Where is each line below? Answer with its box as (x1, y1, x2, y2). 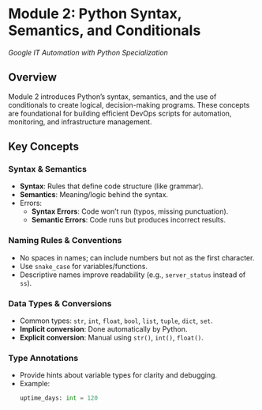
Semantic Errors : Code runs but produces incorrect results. (31, 215, 226, 225)
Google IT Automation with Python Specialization (8, 47, 168, 57)
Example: (19, 379, 51, 389)
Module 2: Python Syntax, (8, 5, 182, 23)
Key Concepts (8, 140, 79, 154)
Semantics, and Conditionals (8, 21, 201, 40)
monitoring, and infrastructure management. (8, 116, 152, 127)
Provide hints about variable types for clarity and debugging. (19, 370, 218, 380)
